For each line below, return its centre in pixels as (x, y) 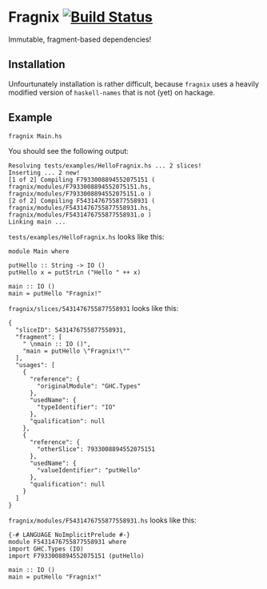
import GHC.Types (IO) (46, 549)
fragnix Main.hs (35, 136)
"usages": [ (36, 365)
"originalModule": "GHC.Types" (89, 386)
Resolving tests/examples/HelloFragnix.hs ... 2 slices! (105, 165)
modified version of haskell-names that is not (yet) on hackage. (112, 92)
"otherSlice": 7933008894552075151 (96, 449)
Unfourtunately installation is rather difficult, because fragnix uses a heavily (134, 83)
